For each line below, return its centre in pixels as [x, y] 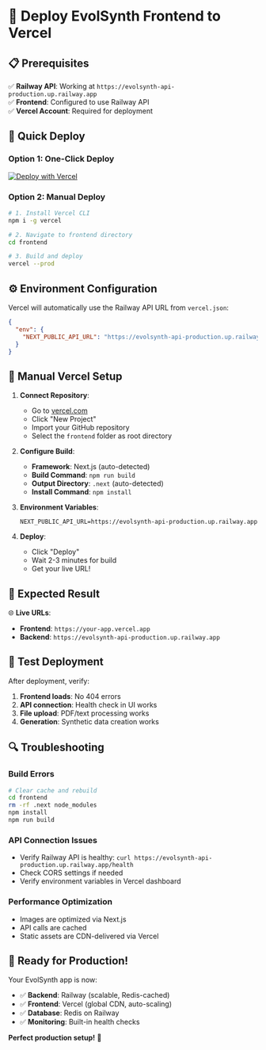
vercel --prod [32, 264]
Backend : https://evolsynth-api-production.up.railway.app [120, 637]
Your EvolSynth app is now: [53, 980]
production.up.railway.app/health [76, 865]
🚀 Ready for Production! [68, 961]
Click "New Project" [64, 419]
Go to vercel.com [60, 410]
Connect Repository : [54, 395]
